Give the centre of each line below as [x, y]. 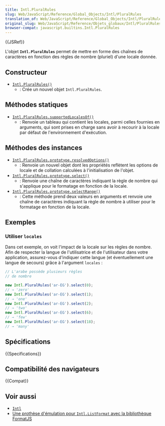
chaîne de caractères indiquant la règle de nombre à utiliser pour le [87, 201]
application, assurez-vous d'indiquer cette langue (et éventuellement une [79, 258]
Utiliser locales [24, 236]
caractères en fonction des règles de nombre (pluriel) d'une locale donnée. [81, 57]
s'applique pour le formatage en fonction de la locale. [74, 186]
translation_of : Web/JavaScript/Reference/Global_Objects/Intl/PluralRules [84, 19]
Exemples [20, 222]
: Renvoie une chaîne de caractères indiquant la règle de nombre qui [89, 181]
